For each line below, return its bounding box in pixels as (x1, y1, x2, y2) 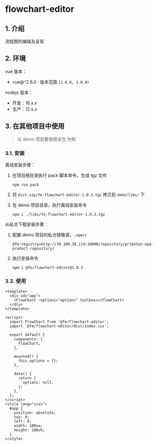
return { (18, 376, 36, 381)
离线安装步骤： (5, 162, 35, 168)
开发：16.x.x (12, 100, 37, 106)
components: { (14, 337, 43, 342)
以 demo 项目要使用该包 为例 (17, 136, 76, 142)
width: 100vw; (14, 423, 43, 429)
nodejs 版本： (5, 89, 33, 95)
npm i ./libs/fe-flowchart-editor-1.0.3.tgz (12, 212, 105, 217)
